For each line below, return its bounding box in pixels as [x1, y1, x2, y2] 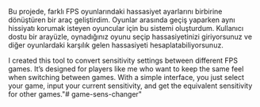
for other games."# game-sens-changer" [8, 90, 143, 98]
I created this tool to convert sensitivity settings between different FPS [8, 55, 238, 65]
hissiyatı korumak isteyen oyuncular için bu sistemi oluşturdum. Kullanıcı [8, 24, 244, 32]
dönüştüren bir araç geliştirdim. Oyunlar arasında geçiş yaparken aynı [8, 15, 235, 25]
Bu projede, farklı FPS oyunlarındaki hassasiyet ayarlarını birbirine [8, 7, 223, 16]
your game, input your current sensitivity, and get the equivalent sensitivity [8, 81, 253, 90]
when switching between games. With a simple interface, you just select [8, 73, 244, 82]
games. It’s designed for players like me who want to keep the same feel [8, 64, 244, 74]
